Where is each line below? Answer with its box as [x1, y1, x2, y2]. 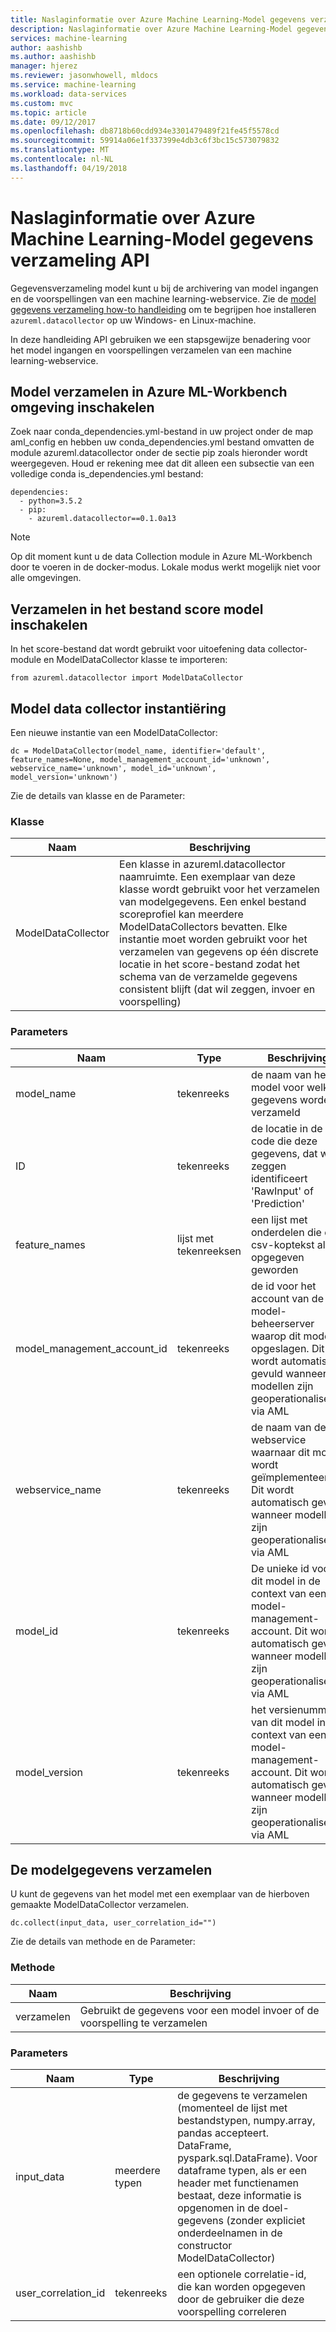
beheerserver [250, 1316, 315, 1330]
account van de [250, 1291, 324, 1305]
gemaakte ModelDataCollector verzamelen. [10, 1899, 190, 1911]
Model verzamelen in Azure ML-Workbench [10, 383, 288, 400]
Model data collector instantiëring [10, 700, 227, 717]
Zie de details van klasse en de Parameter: [10, 790, 186, 801]
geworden [250, 1262, 299, 1276]
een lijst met [250, 1212, 308, 1226]
